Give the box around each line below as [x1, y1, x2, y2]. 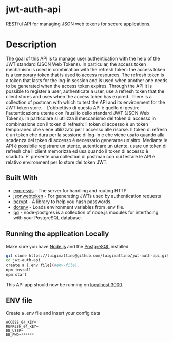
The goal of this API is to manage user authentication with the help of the [6, 55, 161, 62]
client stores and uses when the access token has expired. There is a [6, 93, 152, 99]
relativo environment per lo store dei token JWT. [6, 159, 108, 165]
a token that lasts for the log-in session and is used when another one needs [6, 77, 168, 83]
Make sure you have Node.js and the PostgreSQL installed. [6, 243, 130, 249]
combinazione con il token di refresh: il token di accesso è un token [6, 120, 148, 127]
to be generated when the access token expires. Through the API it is [6, 83, 152, 89]
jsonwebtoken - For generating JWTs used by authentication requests [13, 193, 161, 199]
